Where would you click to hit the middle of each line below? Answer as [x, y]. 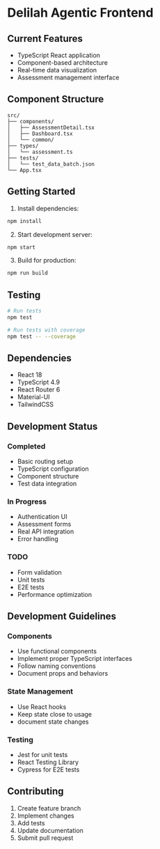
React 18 [30, 375]
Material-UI [33, 397]
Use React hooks [42, 707]
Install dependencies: [48, 208]
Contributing [35, 792]
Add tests [31, 823]
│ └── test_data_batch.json [51, 164]
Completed [26, 446]
